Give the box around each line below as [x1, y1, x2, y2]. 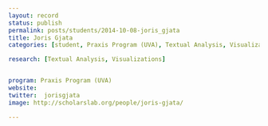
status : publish [8, 19, 62, 27]
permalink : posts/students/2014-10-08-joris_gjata [8, 26, 180, 34]
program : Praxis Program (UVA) [8, 77, 112, 85]
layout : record [8, 11, 59, 20]
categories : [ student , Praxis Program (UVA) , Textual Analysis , [8, 41, 227, 49]
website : [8, 84, 37, 92]
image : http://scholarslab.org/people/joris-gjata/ [8, 98, 183, 107]
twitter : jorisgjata [8, 91, 81, 99]
